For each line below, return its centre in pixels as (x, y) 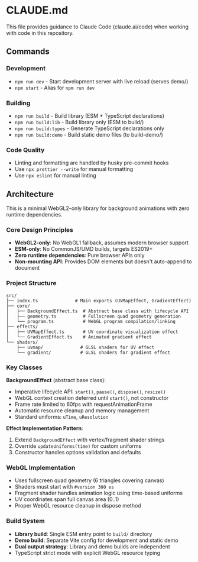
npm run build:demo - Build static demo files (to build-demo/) (89, 134)
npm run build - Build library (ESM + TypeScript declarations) (89, 115)
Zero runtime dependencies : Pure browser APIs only (79, 256)
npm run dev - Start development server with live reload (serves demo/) (101, 81)
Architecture (30, 194)
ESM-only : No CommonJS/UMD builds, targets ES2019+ (84, 249)
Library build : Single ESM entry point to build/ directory (83, 534)
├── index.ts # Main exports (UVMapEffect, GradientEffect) (99, 301)
